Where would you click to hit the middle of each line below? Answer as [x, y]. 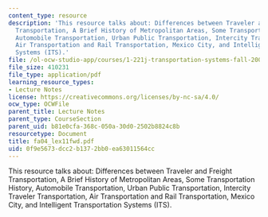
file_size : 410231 [39, 68]
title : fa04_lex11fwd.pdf [51, 141]
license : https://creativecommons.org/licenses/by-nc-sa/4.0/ [114, 97]
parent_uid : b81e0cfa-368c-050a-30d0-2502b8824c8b [94, 126]
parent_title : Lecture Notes [57, 112]
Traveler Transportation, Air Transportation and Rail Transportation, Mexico [132, 196]
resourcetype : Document [48, 134]
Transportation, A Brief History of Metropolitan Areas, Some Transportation [132, 180]
